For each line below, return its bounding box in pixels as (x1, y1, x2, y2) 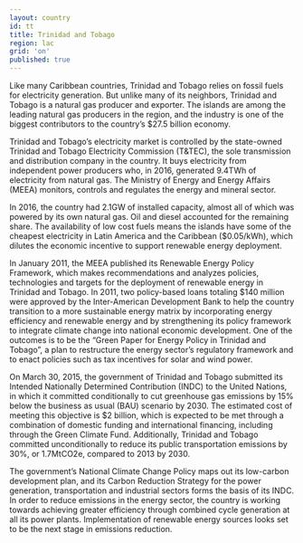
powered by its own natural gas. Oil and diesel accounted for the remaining (9, 212, 289, 222)
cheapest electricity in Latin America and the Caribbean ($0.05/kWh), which (9, 231, 294, 241)
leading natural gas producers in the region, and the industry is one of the (9, 110, 284, 119)
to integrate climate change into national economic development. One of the (9, 325, 293, 336)
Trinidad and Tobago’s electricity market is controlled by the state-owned (9, 137, 283, 147)
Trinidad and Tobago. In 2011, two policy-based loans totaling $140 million (9, 287, 285, 297)
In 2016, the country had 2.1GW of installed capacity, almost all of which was (9, 202, 295, 213)
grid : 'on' (9, 47, 51, 56)
